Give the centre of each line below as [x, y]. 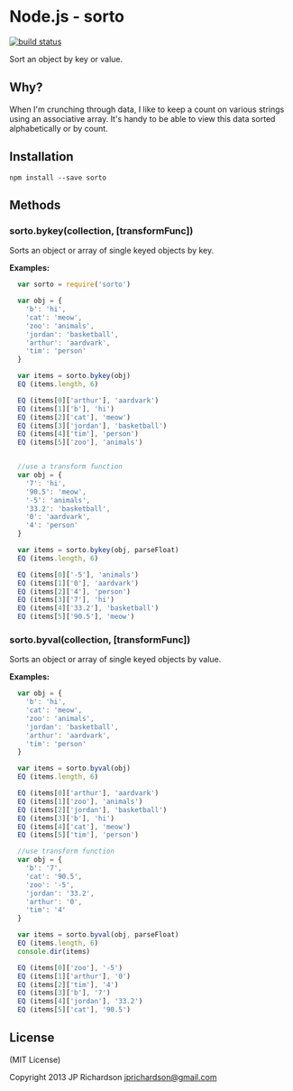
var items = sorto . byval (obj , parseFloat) [98, 935]
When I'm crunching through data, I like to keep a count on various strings [147, 109]
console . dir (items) [54, 951]
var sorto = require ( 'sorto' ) [74, 285]
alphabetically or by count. [59, 128]
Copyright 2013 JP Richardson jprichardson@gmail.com [113, 1077]
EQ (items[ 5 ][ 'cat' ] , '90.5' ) [74, 1010]
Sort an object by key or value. [66, 59]
